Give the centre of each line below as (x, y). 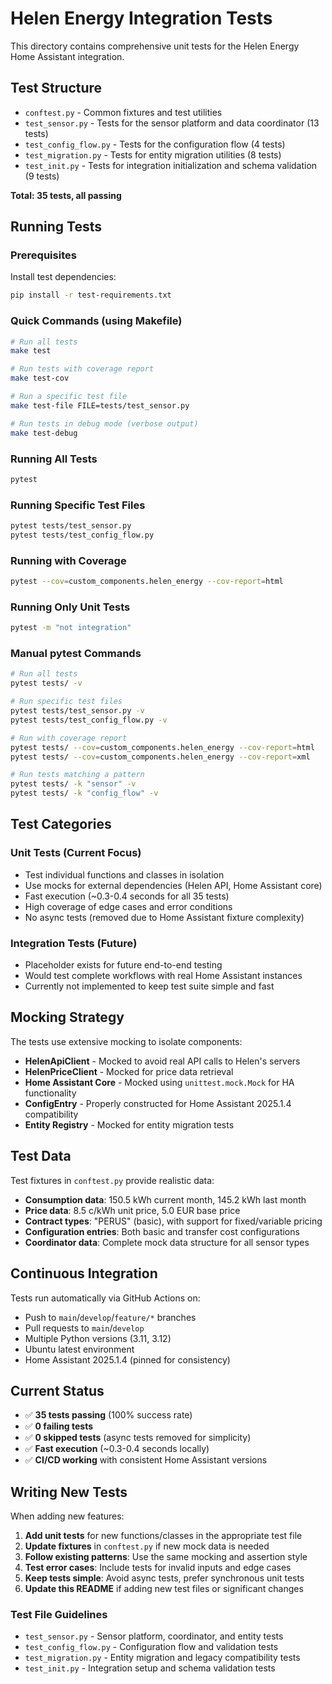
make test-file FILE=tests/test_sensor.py (100, 405)
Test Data (41, 1156)
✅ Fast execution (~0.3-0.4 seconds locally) (117, 1449)
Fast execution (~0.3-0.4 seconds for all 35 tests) (127, 896)
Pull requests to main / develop (84, 1328)
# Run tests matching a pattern (77, 775)
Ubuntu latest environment (79, 1349)
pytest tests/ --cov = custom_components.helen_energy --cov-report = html (162, 747)
